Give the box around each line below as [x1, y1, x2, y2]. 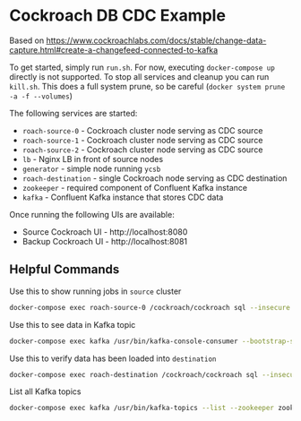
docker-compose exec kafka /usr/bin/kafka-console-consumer [9, 337, 239, 346]
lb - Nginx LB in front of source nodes [21, 153, 164, 164]
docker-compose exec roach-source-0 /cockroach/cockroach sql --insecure [9, 303, 291, 312]
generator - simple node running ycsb [21, 163, 161, 174]
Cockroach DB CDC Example [9, 5, 227, 26]
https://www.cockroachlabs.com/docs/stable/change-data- [46, 35, 267, 46]
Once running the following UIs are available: [9, 209, 175, 219]
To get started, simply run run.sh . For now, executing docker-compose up [9, 62, 275, 73]
